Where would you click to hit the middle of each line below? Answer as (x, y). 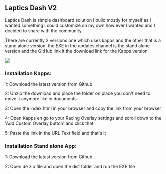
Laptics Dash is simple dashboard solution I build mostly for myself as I (78, 20)
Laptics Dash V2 (31, 8)
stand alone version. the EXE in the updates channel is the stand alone (77, 45)
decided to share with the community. (44, 31)
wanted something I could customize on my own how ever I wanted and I (80, 25)
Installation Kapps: (28, 73)
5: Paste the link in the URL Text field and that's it (56, 133)
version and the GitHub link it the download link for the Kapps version (77, 51)
